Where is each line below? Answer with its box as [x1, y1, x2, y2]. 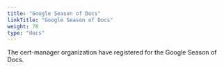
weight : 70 [7, 23, 39, 30]
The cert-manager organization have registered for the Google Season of [7, 48, 217, 57]
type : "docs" [7, 29, 45, 37]
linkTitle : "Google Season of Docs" [7, 17, 113, 23]
